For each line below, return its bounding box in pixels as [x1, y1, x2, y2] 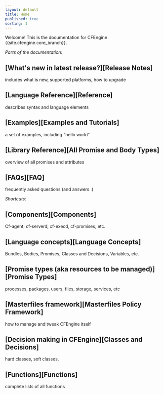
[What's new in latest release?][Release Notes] [5, 64, 153, 72]
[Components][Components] [5, 210, 96, 219]
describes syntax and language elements [5, 104, 89, 110]
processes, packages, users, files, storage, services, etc [5, 286, 120, 292]
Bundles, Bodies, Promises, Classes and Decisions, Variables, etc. [5, 250, 139, 257]
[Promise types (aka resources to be [5, 265, 120, 274]
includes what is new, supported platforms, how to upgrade [5, 77, 126, 83]
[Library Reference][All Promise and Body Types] [5, 146, 160, 155]
